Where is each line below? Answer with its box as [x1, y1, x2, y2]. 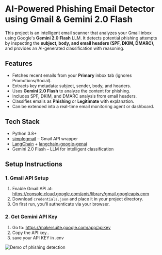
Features [5, 59, 32, 68]
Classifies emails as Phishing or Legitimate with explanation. [12, 98, 134, 104]
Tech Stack [5, 118, 40, 126]
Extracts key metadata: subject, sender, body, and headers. [12, 83, 131, 89]
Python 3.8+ [12, 130, 37, 136]
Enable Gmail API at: [12, 186, 53, 192]
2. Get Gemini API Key [5, 213, 58, 220]
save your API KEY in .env [12, 235, 64, 240]
